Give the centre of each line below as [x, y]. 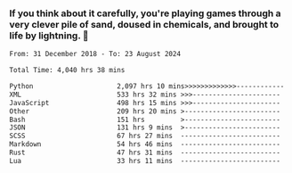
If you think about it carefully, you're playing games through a [146, 13]
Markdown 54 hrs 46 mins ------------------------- [145, 144]
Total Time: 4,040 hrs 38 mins [67, 70]
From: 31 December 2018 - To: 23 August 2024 [95, 54]
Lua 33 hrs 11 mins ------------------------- [145, 161]
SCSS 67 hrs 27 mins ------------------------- [145, 136]
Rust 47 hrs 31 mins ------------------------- [145, 153]
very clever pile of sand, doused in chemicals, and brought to [144, 24]
